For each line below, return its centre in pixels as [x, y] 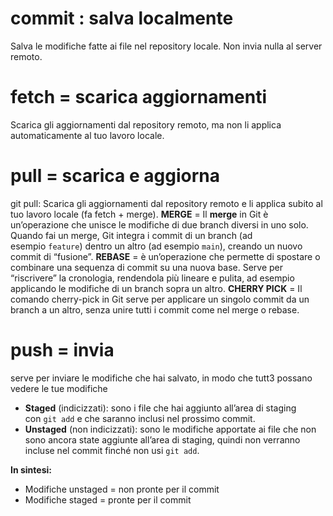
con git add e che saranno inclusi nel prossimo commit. [140, 418]
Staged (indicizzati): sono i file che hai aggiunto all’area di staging [160, 408]
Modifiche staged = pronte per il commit [108, 499]
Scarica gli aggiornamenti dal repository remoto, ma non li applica [146, 124]
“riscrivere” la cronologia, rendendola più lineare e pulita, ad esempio [152, 278]
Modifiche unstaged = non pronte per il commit [122, 489]
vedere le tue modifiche [59, 388]
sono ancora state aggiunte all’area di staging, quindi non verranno [162, 439]
